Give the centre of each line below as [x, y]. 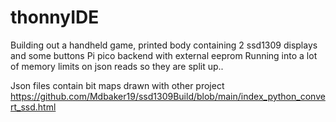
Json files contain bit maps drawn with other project [117, 85]
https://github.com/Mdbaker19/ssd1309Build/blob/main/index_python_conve [168, 96]
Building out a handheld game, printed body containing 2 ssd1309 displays [164, 45]
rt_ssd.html [33, 107]
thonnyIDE [55, 17]
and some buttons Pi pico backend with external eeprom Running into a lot [164, 55]
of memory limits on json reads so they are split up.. [117, 66]
